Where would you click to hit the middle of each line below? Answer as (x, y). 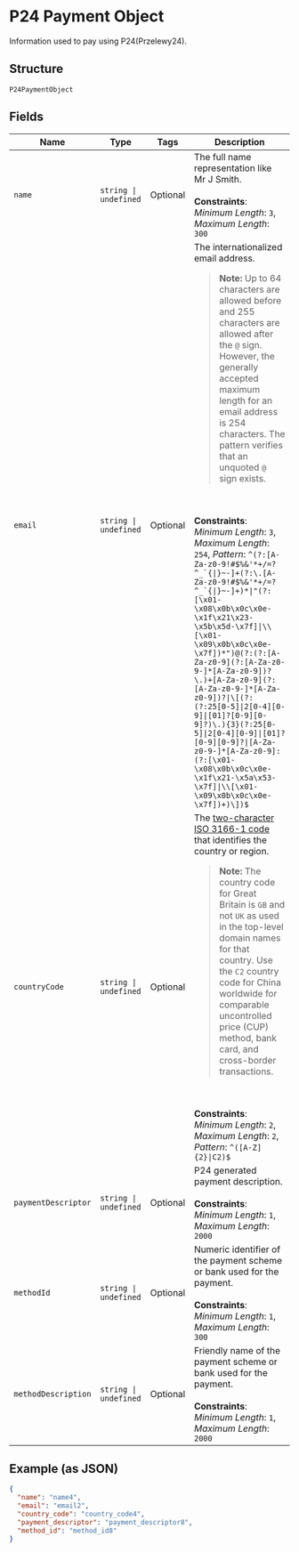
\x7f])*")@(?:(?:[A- (238, 653)
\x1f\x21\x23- (224, 617)
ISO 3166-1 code (232, 829)
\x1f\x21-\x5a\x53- (235, 777)
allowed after (246, 334)
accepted (239, 378)
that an (234, 456)
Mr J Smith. (218, 179)
